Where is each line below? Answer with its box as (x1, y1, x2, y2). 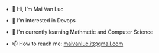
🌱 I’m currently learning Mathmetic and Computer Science (11, 28, 154, 35)
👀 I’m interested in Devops (11, 17, 76, 24)
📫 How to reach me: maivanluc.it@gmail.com (11, 40, 124, 47)
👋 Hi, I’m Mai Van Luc (11, 6, 64, 12)
